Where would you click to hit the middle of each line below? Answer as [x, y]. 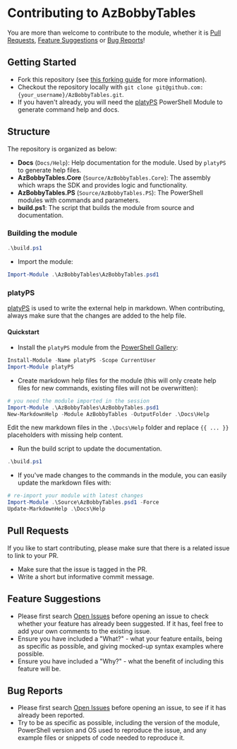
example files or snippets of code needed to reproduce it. [101, 738]
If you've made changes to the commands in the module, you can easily [122, 475]
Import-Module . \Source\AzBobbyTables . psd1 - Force [83, 503]
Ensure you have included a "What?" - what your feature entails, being [120, 639]
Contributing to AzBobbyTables [102, 13]
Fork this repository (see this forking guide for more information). [112, 79]
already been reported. [51, 715]
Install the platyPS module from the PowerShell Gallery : [98, 347]
